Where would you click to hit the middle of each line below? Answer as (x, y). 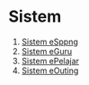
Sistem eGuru (47, 51)
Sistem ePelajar (50, 61)
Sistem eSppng (49, 42)
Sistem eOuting (50, 71)
